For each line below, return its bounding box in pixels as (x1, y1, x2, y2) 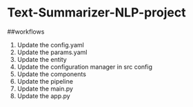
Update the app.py (17, 91, 70, 100)
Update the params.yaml (17, 48, 88, 56)
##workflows (7, 27, 45, 36)
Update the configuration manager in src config (17, 62, 153, 71)
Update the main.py (17, 84, 74, 93)
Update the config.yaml (17, 40, 84, 49)
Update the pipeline (17, 77, 74, 85)
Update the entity (17, 55, 67, 63)
